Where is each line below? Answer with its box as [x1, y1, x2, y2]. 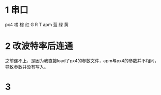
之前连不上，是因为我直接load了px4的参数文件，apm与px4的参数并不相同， [5, 57, 159, 64]
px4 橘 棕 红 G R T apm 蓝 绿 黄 [5, 22, 69, 27]
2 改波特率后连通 [5, 41, 73, 52]
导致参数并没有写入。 [5, 64, 48, 70]
